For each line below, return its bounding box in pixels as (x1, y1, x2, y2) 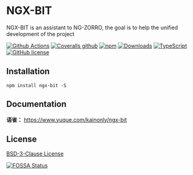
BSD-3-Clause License (6, 150, 64, 157)
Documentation (6, 99, 67, 110)
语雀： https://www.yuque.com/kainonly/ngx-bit (6, 116, 127, 123)
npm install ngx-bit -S (6, 82, 67, 88)
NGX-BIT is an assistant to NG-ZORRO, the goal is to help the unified (6, 24, 178, 31)
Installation (6, 66, 50, 77)
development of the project (6, 30, 75, 37)
